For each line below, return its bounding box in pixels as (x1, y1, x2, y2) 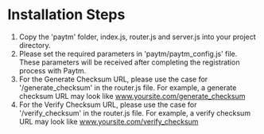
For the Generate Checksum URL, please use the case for (18, 74, 208, 84)
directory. (18, 40, 51, 49)
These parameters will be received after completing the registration (18, 57, 240, 67)
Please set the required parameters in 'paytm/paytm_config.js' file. (18, 49, 238, 58)
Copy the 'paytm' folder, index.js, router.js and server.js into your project (18, 32, 256, 41)
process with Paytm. (18, 65, 87, 75)
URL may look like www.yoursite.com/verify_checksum (18, 116, 199, 126)
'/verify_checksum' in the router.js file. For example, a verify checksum (18, 108, 251, 117)
